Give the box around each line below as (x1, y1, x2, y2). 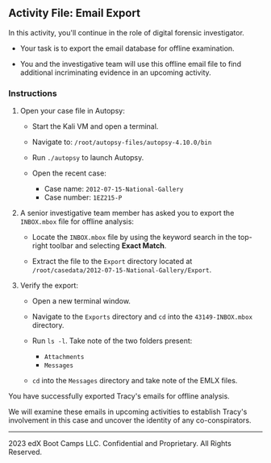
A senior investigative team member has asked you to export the (19, 209, 235, 218)
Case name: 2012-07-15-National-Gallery (44, 184, 184, 194)
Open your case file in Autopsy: (19, 106, 125, 116)
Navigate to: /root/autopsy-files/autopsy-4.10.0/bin (31, 137, 212, 147)
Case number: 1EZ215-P (44, 192, 123, 202)
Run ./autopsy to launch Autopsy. (31, 153, 144, 163)
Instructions (8, 88, 58, 99)
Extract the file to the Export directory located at (31, 257, 193, 267)
